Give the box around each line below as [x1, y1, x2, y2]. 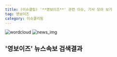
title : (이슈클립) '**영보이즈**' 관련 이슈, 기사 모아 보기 [5, 7, 113, 12]
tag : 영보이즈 [5, 12, 29, 16]
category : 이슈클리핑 [5, 16, 44, 21]
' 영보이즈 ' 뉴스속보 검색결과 [5, 44, 83, 53]
